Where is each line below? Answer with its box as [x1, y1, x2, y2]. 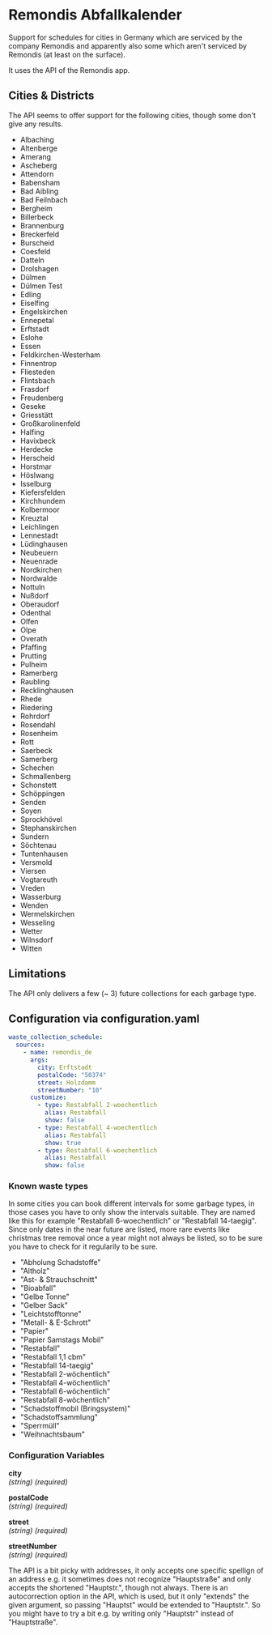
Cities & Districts [8, 89, 95, 103]
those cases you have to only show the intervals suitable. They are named [8, 1207, 256, 1217]
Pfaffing [19, 642, 47, 652]
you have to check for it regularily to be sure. [8, 1241, 158, 1252]
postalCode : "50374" [37, 1071, 107, 1079]
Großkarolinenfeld [19, 419, 81, 428]
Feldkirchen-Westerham [19, 350, 101, 360]
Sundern [19, 832, 49, 841]
